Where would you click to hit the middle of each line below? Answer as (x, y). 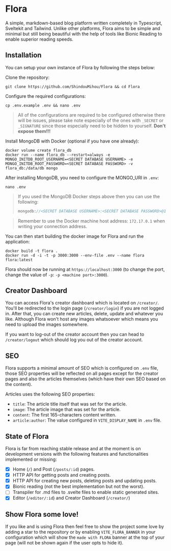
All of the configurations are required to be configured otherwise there (91, 115)
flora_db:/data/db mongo (32, 168)
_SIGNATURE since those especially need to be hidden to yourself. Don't (92, 126)
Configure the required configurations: (46, 96)
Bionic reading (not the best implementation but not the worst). (79, 486)
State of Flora (27, 436)
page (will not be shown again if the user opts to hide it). (64, 543)
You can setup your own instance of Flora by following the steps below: (80, 67)
